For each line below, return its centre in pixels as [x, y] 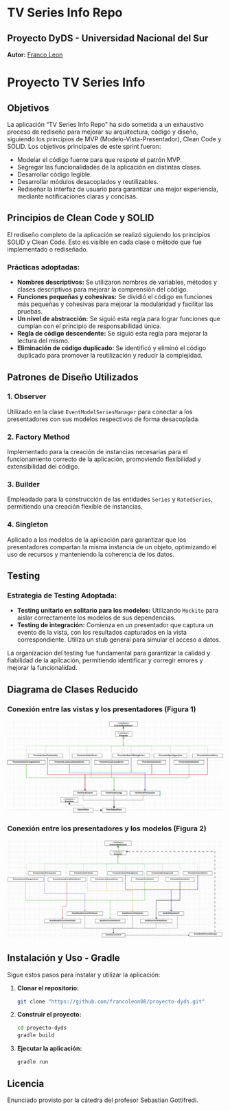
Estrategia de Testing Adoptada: [62, 595]
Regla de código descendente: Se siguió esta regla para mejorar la [112, 334]
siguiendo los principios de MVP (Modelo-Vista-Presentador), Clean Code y [114, 139]
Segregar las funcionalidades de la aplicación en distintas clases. [109, 167]
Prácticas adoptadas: [44, 267]
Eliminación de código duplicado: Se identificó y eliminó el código [112, 348]
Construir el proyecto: [49, 1015]
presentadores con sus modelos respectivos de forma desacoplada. [104, 419]
